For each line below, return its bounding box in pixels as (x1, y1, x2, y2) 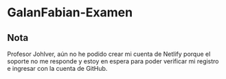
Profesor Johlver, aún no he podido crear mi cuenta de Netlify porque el (7, 50, 211, 58)
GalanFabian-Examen (7, 5, 133, 20)
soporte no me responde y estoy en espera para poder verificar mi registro (7, 57, 219, 65)
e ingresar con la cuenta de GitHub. (7, 65, 108, 72)
